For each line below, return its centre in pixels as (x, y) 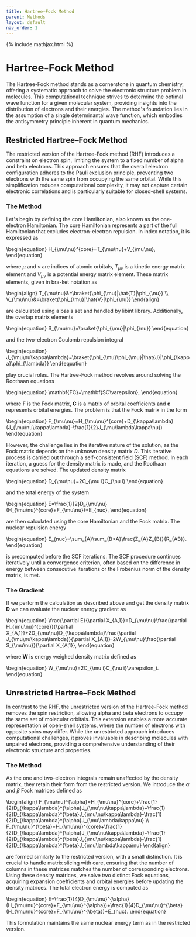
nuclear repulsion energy (36, 528)
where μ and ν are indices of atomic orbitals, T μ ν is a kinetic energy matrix (96, 268)
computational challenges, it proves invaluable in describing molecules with (97, 738)
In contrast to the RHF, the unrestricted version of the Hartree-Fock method (97, 707)
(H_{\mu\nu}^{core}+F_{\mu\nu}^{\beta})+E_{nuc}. (67, 912)
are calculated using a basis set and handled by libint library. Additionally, (94, 311)
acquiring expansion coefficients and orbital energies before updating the (95, 881)
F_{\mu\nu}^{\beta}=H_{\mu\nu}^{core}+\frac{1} (64, 827)
